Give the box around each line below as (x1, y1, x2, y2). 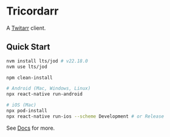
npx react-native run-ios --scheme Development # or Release (6, 113, 165, 119)
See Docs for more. (6, 124, 55, 132)
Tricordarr (6, 4, 59, 18)
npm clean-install (6, 75, 53, 81)
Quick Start (6, 42, 50, 52)
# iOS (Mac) (6, 102, 36, 109)
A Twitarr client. (6, 24, 46, 32)
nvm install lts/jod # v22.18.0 (6, 58, 88, 64)
